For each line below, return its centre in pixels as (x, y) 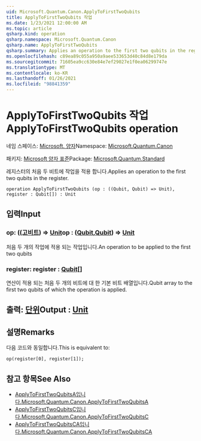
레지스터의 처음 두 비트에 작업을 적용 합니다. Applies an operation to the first (96, 171)
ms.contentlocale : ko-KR (37, 73)
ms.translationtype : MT (36, 67)
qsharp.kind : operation (36, 34)
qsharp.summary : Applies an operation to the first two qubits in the (96, 51)
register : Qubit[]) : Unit (41, 194)
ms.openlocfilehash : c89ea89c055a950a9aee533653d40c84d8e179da (87, 56)
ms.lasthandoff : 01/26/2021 (41, 78)
